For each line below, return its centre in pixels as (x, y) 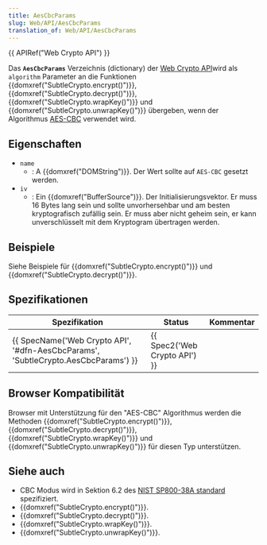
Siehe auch (37, 472)
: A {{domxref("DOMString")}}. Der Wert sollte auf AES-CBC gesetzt (140, 172)
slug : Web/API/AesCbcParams (55, 23)
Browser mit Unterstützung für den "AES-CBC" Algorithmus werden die (125, 412)
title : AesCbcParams (43, 15)
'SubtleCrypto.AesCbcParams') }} (75, 360)
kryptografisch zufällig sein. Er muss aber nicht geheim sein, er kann (144, 214)
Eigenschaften (45, 144)
